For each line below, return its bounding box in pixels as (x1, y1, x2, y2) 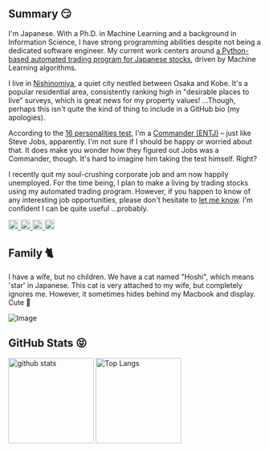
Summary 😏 (8, 7, 72, 21)
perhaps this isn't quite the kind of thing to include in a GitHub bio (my (8, 104, 240, 113)
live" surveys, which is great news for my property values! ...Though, (8, 95, 236, 105)
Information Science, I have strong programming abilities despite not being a (8, 37, 261, 47)
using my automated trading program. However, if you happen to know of (8, 186, 251, 196)
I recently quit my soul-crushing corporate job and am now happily (8, 169, 229, 179)
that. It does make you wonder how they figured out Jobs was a (8, 145, 219, 154)
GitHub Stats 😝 (8, 336, 88, 350)
